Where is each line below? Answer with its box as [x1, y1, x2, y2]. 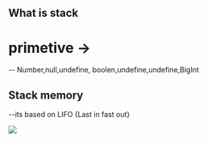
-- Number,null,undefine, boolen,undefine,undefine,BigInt [8, 65, 200, 75]
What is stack [8, 6, 79, 20]
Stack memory [8, 88, 84, 102]
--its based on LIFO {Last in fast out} [8, 110, 130, 120]
